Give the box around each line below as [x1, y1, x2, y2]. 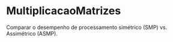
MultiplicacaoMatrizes [6, 4, 121, 18]
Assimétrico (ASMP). [6, 30, 58, 37]
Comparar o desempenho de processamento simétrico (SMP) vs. [6, 24, 168, 31]
